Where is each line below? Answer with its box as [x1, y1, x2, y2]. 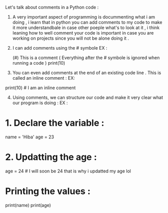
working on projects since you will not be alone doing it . [12, 35, 129, 41]
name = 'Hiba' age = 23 [5, 134, 54, 140]
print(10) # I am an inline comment [5, 85, 76, 91]
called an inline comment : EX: [12, 75, 75, 81]
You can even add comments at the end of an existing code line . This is [12, 70, 161, 76]
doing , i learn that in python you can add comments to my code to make [12, 20, 162, 25]
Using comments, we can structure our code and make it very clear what [12, 95, 163, 100]
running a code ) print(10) [12, 60, 65, 66]
